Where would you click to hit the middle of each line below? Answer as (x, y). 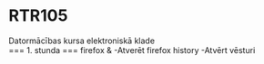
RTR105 (38, 16)
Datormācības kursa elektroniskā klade (82, 41)
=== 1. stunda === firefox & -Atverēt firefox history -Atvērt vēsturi (132, 50)
